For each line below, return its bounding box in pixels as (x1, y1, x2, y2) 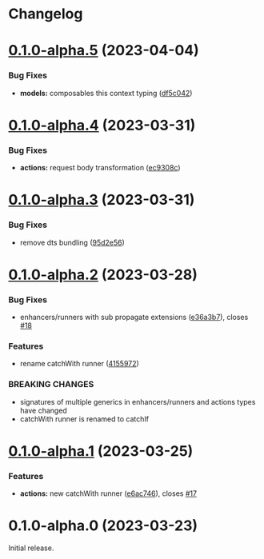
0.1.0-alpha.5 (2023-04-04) (8, 42, 200, 60)
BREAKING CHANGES (8, 379, 94, 390)
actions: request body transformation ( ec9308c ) (19, 163, 181, 173)
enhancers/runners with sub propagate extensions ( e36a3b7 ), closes (19, 313, 249, 322)
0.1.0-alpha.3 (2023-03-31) (8, 191, 195, 209)
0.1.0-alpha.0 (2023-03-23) (8, 517, 198, 535)
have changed (19, 405, 68, 415)
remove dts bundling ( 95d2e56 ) (19, 238, 126, 247)
